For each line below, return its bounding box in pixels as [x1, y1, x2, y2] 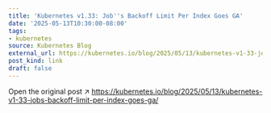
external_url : [8, 49, 56, 57]
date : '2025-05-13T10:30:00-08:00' [8, 19, 128, 27]
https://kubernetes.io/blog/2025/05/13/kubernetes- [91, 86, 263, 96]
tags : [8, 27, 27, 35]
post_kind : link [8, 57, 63, 65]
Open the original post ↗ [8, 86, 90, 96]
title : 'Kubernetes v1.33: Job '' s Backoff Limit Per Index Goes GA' [8, 11, 244, 20]
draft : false [8, 65, 52, 73]
